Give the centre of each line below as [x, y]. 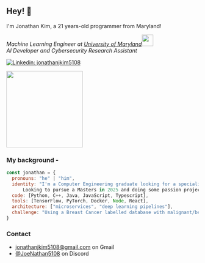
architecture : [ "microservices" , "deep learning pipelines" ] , [92, 207]
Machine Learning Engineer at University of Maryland [74, 44]
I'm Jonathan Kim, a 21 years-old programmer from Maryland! [84, 26]
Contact [19, 234]
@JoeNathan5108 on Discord [52, 254]
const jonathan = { [31, 173]
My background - [33, 160]
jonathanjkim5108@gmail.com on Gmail [65, 247]
